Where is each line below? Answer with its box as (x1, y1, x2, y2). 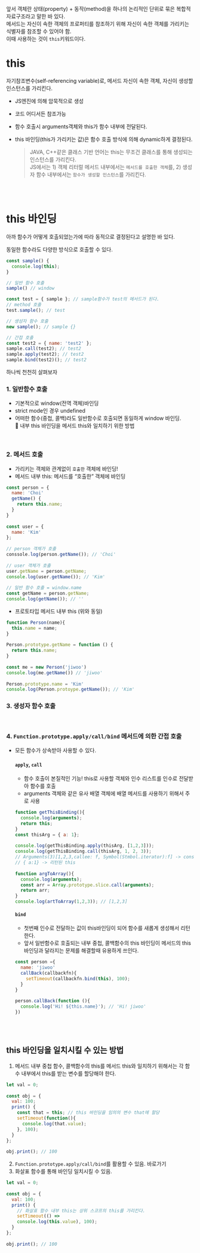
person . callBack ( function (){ (14, 998, 91, 1004)
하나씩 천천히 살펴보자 (6, 368, 58, 375)
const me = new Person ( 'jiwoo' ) (6, 664, 87, 670)
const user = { (6, 524, 44, 530)
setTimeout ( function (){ (17, 1115, 76, 1122)
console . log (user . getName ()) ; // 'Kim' (6, 573, 106, 580)
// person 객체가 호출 (6, 546, 57, 552)
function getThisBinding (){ (14, 809, 85, 816)
